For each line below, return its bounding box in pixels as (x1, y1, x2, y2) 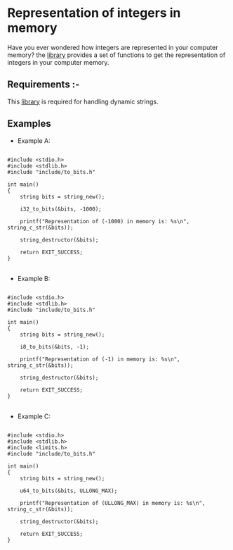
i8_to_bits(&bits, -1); (20, 343, 90, 350)
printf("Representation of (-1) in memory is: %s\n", (20, 356, 180, 363)
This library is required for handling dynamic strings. (7, 97, 159, 106)
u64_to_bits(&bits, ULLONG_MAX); (20, 487, 118, 494)
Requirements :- (7, 79, 80, 91)
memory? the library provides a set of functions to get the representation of (7, 51, 226, 59)
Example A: (17, 136, 51, 145)
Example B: (17, 274, 51, 282)
